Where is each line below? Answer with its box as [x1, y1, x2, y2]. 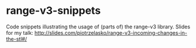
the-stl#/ [6, 35, 27, 42]
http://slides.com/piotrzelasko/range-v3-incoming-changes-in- [34, 29, 187, 36]
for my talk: [6, 29, 33, 36]
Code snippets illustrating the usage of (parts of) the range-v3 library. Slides [6, 23, 191, 30]
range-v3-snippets [6, 4, 101, 17]
